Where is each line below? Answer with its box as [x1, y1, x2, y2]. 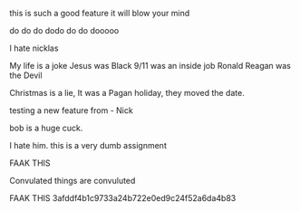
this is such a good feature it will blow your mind [9, 8, 190, 18]
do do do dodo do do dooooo [9, 25, 120, 35]
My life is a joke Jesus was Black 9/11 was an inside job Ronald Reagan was [9, 61, 292, 71]
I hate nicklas [9, 43, 59, 53]
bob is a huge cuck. [9, 122, 83, 133]
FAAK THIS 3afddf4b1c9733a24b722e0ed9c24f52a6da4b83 [9, 193, 237, 203]
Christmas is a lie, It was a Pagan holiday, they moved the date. [9, 88, 245, 98]
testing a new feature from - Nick [9, 105, 133, 116]
